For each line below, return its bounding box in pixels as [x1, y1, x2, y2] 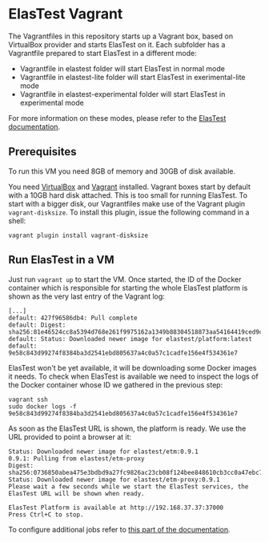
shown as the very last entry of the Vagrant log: [8, 291, 166, 301]
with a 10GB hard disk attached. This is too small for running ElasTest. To [8, 190, 248, 200]
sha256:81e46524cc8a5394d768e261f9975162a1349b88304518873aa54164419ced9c [8, 327, 263, 336]
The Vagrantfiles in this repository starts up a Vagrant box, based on [8, 31, 234, 41]
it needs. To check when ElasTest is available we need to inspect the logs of [8, 371, 259, 381]
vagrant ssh [8, 395, 48, 403]
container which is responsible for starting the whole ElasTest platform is [8, 283, 248, 292]
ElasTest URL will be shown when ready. [8, 489, 146, 497]
